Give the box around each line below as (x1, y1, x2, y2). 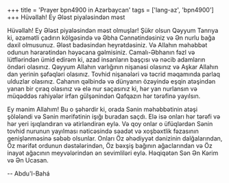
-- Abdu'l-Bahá (7, 169, 50, 178)
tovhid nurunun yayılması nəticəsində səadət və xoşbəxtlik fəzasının (7, 127, 199, 135)
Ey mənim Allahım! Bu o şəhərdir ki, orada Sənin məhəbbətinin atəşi (7, 106, 197, 113)
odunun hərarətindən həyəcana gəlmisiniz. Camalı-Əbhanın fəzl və (7, 48, 195, 56)
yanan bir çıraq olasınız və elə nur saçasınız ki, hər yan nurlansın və (7, 85, 197, 93)
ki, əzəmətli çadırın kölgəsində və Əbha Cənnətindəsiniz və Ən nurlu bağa (7, 34, 215, 42)
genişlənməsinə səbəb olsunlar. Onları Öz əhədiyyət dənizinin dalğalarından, (7, 134, 223, 143)
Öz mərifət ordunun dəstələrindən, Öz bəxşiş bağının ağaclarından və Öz (7, 142, 213, 149)
